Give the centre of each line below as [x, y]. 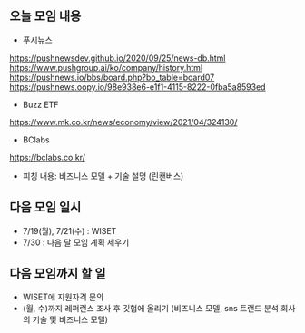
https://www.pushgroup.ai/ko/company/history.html [106, 67]
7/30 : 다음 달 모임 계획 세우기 [76, 242]
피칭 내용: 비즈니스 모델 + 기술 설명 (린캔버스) [103, 176]
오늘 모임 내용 [45, 16]
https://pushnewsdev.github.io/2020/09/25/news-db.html [118, 58]
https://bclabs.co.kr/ [48, 157]
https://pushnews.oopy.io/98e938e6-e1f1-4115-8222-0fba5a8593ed [138, 87]
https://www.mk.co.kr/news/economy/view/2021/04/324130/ [123, 122]
